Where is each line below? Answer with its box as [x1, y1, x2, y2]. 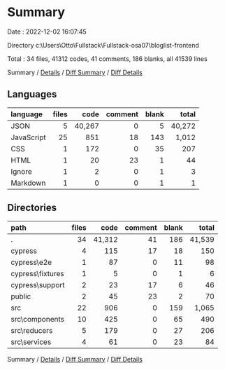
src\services [10, 337, 52, 347]
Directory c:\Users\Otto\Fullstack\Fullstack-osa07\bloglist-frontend [7, 41, 199, 49]
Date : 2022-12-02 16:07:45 [7, 27, 87, 36]
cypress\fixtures [10, 268, 64, 278]
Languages [7, 88, 57, 100]
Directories [7, 202, 57, 214]
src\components [10, 314, 65, 324]
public [10, 292, 31, 301]
